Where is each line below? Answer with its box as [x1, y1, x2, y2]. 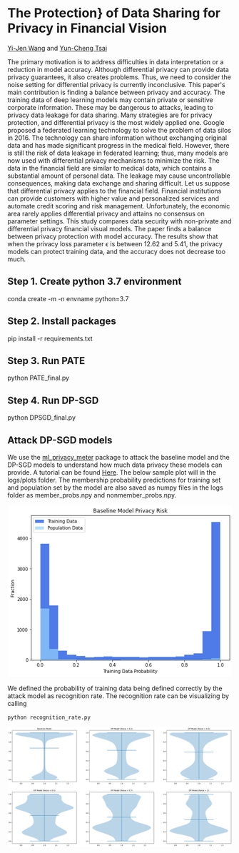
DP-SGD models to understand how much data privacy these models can [7, 460, 223, 469]
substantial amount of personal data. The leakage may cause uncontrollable [7, 171, 230, 180]
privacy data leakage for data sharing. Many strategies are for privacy [7, 111, 213, 119]
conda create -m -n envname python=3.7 [7, 294, 129, 303]
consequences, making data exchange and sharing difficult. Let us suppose [7, 178, 230, 187]
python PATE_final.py [7, 373, 70, 383]
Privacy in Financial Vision [7, 20, 168, 36]
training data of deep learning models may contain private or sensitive [7, 95, 213, 104]
